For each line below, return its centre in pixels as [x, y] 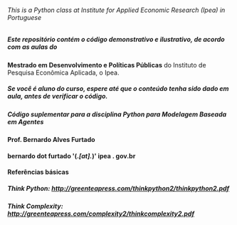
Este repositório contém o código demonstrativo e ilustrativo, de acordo [116, 40]
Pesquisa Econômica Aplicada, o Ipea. [63, 72]
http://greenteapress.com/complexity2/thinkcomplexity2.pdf [101, 214]
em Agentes [26, 121]
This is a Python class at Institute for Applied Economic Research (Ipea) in [116, 10]
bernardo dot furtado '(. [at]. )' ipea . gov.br [72, 155]
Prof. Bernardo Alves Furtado [51, 139]
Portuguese [25, 17]
